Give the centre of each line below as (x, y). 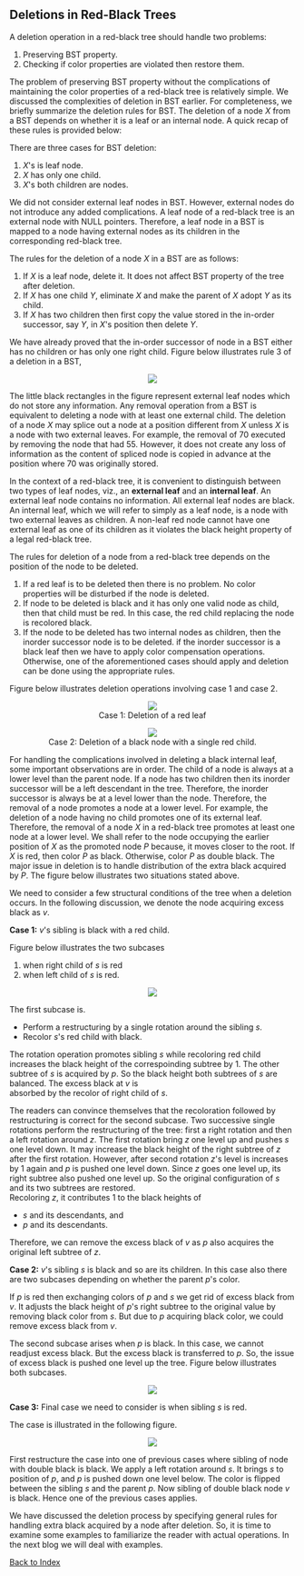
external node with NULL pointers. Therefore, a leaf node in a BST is (137, 221)
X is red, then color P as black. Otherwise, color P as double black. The (142, 856)
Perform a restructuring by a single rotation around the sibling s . (142, 1027)
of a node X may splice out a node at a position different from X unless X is (149, 424)
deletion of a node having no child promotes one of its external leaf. (136, 817)
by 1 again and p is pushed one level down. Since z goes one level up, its (145, 1168)
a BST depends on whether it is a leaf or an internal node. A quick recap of (149, 120)
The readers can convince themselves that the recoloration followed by (143, 1110)
